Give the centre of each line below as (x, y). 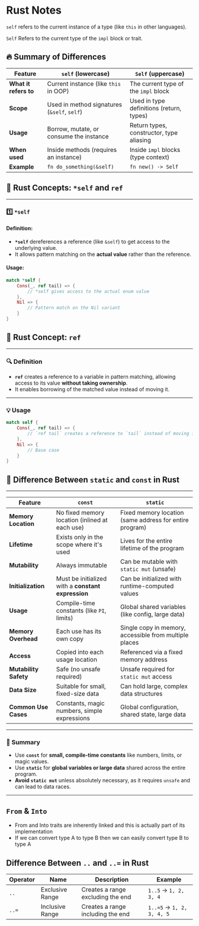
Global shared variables (153, 607)
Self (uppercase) (160, 74)
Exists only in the (80, 537)
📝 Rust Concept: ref (44, 337)
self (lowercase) (86, 74)
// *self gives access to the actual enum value (89, 291)
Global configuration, (150, 707)
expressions (73, 718)
